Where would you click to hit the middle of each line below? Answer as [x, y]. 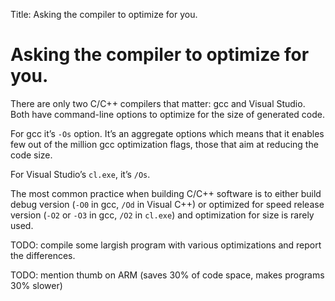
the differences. [43, 255]
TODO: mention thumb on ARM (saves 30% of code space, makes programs [167, 275]
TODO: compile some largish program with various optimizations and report [166, 245]
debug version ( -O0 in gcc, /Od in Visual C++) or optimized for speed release [167, 204]
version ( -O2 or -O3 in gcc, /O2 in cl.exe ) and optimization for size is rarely [162, 215]
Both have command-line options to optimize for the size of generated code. [167, 114]
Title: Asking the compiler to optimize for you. [104, 14]
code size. [31, 155]
